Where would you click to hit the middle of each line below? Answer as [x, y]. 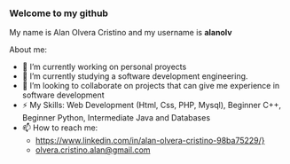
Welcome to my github [59, 13]
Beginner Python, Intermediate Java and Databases [116, 118]
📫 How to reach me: [60, 128]
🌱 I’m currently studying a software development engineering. [135, 76]
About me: [28, 50]
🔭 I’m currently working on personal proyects [104, 67]
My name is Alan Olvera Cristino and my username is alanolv [121, 33]
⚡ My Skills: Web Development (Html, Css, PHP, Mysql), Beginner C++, [152, 105]
